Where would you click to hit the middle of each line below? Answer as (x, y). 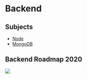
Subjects (19, 27)
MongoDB (22, 44)
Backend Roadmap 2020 (44, 59)
